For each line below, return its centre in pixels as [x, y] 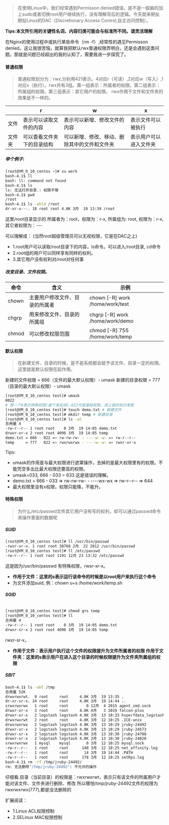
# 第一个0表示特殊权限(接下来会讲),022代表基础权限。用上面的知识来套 [70, 405]
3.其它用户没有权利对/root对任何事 [48, 259]
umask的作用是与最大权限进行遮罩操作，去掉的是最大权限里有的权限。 [86, 463]
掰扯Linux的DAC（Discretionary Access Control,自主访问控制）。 [84, 20]
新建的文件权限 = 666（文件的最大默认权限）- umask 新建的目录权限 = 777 [83, 380]
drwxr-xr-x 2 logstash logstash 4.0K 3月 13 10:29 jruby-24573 [76, 729]
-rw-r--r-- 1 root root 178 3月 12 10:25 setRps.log [75, 757]
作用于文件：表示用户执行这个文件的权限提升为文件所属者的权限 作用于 [86, 651]
